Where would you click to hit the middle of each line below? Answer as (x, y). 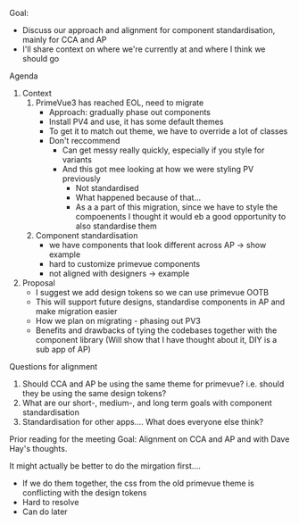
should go (41, 58)
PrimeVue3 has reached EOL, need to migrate (120, 103)
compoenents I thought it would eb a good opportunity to (181, 216)
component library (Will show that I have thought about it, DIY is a (156, 340)
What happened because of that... (138, 197)
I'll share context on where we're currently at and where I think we (144, 49)
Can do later (45, 512)
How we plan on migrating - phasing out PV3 (118, 321)
